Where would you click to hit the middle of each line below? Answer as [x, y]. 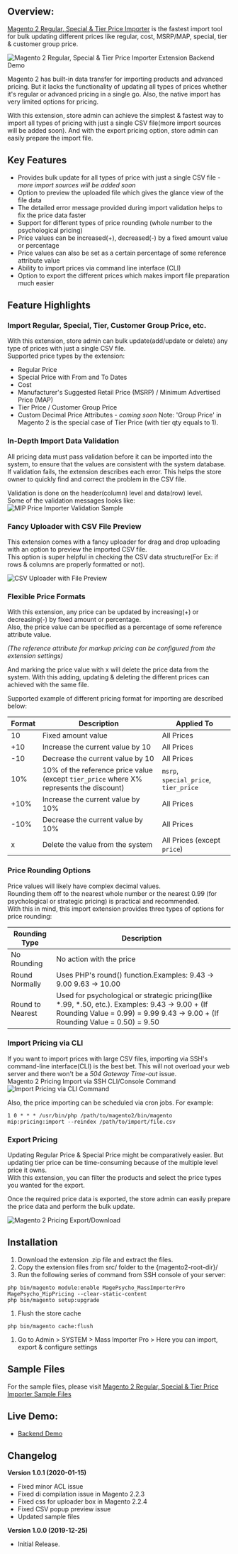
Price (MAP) [35, 400]
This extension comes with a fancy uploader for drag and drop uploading [114, 542]
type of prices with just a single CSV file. [67, 349]
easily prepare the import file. [50, 138]
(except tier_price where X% [92, 779]
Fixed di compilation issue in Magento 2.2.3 [81, 1494]
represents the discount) [83, 788]
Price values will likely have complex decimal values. [84, 886]
